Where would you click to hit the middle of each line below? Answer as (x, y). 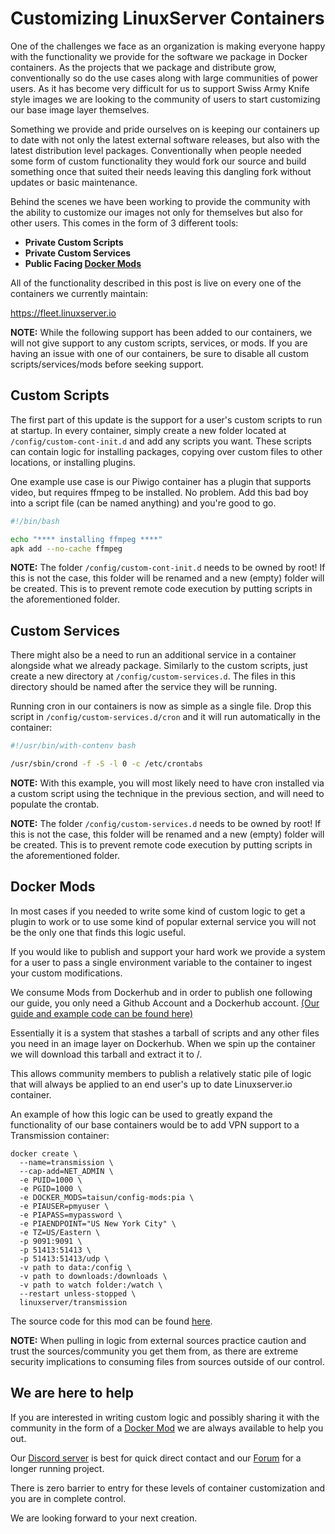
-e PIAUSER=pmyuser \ (64, 1206)
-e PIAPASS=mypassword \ (71, 1215)
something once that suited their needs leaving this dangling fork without (161, 171)
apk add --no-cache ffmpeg (66, 548)
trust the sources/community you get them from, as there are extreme (154, 1351)
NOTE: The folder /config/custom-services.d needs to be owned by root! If (166, 823)
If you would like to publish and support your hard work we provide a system (168, 951)
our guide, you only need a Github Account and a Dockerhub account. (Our (165, 1003)
